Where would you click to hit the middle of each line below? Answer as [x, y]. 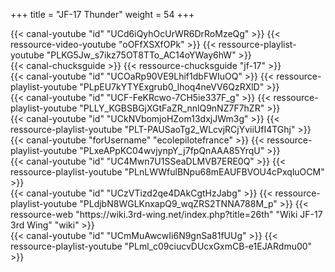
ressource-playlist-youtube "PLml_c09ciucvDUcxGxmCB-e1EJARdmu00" [161, 246]
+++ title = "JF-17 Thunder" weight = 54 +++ [102, 14]
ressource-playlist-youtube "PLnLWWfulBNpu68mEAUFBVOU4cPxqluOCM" [167, 172]
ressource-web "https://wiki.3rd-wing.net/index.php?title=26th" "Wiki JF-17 [166, 214]
